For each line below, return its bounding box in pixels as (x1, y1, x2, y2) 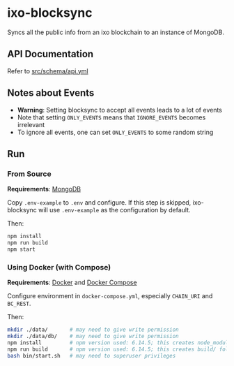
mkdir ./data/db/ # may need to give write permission (7, 333, 179, 340)
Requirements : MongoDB (7, 185, 81, 193)
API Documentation (7, 48, 94, 60)
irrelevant (17, 120, 45, 129)
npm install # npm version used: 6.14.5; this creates (7, 339, 195, 346)
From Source (7, 169, 52, 179)
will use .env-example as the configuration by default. (38, 206, 191, 214)
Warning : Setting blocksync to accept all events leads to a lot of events (17, 105, 223, 114)
